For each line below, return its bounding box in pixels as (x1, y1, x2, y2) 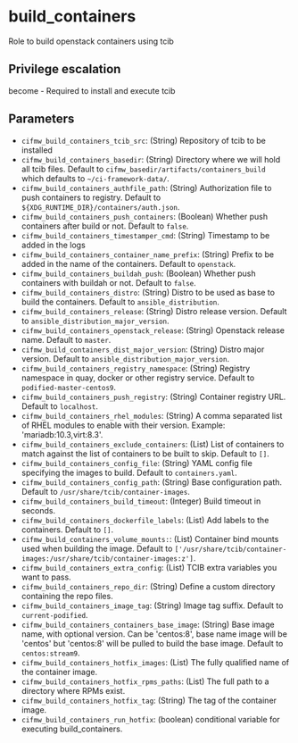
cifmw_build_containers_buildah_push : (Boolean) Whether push (21, 268, 256, 279)
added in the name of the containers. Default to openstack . (21, 258, 236, 269)
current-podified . (21, 609, 88, 620)
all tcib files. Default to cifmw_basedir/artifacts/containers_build (21, 163, 266, 174)
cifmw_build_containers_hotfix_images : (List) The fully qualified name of (21, 656, 290, 667)
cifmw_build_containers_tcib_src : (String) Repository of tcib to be (21, 135, 267, 146)
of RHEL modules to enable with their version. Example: (21, 420, 226, 430)
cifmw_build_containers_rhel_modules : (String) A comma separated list (21, 410, 283, 421)
